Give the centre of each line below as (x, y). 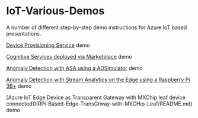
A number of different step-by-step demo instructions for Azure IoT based (97, 27)
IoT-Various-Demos (55, 11)
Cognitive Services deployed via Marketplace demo (69, 56)
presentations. (24, 33)
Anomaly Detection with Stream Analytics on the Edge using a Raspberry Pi (98, 79)
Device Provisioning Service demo (48, 45)
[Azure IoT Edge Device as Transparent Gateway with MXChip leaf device (96, 97)
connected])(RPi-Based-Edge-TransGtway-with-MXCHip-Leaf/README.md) (99, 103)
